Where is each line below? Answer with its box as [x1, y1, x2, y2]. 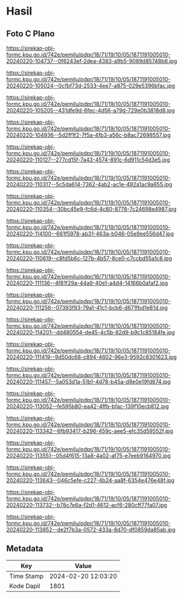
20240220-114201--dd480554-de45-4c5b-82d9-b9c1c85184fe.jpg [6, 329, 175, 336]
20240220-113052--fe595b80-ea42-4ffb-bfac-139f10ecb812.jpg [6, 403, 169, 410]
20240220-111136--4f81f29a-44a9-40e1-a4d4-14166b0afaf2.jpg [6, 279, 168, 287]
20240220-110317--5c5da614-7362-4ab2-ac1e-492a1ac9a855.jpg [6, 181, 173, 188]
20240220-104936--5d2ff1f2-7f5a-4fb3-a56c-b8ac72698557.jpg [6, 132, 171, 138]
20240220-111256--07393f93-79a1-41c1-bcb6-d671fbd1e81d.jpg [6, 304, 168, 311]
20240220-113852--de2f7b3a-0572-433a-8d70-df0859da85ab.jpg [6, 526, 176, 533]
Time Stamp [9, 572, 44, 580]
